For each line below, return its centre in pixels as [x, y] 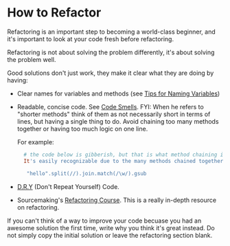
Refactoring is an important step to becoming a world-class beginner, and [112, 32]
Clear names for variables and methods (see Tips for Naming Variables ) [118, 93]
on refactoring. [38, 207]
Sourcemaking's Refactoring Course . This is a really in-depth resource [117, 200]
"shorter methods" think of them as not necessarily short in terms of [114, 114]
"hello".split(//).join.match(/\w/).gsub [87, 173]
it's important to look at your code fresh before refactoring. [90, 38]
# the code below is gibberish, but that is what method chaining [120, 155]
